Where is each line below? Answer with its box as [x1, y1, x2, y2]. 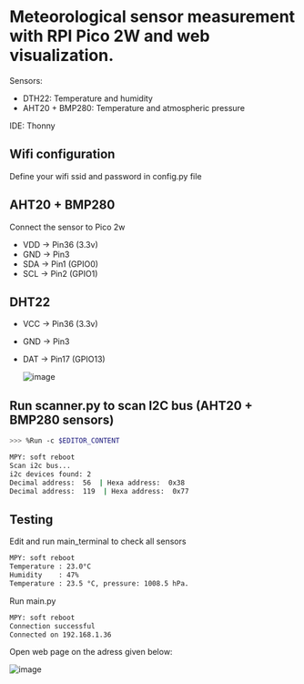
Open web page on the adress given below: [9, 647, 173, 658]
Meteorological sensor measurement [9, 6, 296, 27]
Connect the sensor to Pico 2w [9, 221, 126, 232]
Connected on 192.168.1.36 [9, 630, 112, 639]
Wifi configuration [9, 147, 116, 162]
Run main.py [9, 595, 56, 607]
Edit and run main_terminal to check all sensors [9, 536, 187, 547]
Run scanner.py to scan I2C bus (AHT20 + [9, 398, 253, 413]
